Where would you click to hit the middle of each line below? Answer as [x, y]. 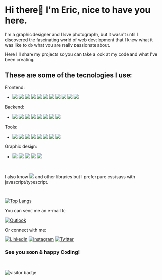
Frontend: [15, 87]
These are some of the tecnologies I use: [69, 75]
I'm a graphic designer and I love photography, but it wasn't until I [72, 34]
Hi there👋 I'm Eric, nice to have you [78, 10]
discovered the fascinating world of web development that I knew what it [79, 40]
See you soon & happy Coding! [43, 252]
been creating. [20, 59]
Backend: [15, 107]
